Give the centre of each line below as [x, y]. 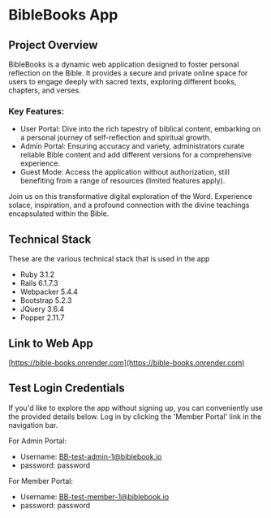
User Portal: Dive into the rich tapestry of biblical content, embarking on [140, 129]
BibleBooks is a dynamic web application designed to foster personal [124, 64]
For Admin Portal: [38, 441]
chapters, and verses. [45, 90]
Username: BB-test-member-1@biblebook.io [95, 496]
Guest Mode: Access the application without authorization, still [125, 172]
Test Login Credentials [67, 388]
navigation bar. [33, 425]
